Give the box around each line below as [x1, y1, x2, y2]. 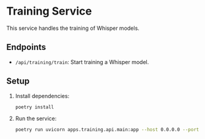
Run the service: [15, 115, 57, 123]
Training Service [6, 4, 92, 18]
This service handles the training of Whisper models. [6, 24, 140, 32]
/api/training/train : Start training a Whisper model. [15, 58, 149, 65]
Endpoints [6, 42, 47, 52]
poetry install [15, 104, 54, 110]
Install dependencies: [15, 92, 70, 99]
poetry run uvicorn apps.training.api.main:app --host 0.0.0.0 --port [15, 127, 199, 133]
